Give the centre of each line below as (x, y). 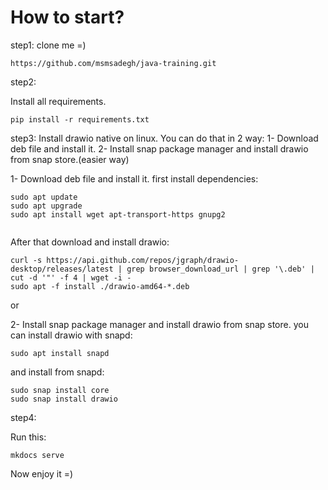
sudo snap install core (60, 390)
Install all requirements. (58, 101)
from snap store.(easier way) (70, 159)
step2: (23, 82)
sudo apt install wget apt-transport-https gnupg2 (118, 214)
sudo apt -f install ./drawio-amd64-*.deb (100, 286)
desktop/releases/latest (62, 269)
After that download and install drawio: (90, 242)
